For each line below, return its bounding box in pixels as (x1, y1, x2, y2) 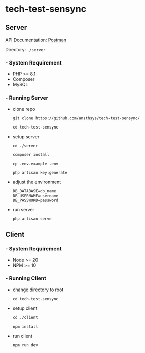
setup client (12, 305, 38, 311)
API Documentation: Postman (5, 37, 67, 43)
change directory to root (12, 286, 64, 293)
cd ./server (12, 143, 38, 148)
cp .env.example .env (12, 161, 58, 166)
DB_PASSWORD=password (12, 198, 58, 203)
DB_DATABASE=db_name (12, 188, 56, 194)
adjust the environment (12, 179, 61, 185)
